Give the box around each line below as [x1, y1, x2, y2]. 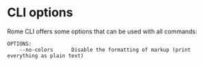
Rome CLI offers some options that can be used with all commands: [7, 27, 198, 35]
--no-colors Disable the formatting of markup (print [19, 46, 191, 53]
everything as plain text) [7, 52, 84, 59]
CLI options [7, 5, 73, 20]
